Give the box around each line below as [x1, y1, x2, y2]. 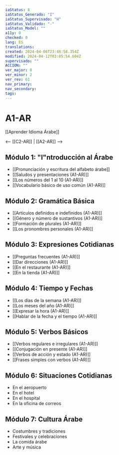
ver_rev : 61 [5, 77, 30, 82]
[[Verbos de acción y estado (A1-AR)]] [12, 352, 91, 358]
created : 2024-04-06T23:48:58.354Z [5, 49, 79, 54]
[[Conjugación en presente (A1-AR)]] [12, 346, 88, 352]
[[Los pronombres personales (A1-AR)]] [12, 226, 94, 232]
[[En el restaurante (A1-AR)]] [12, 264, 71, 270]
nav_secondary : [5, 86, 37, 91]
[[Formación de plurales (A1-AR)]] [12, 220, 82, 226]
